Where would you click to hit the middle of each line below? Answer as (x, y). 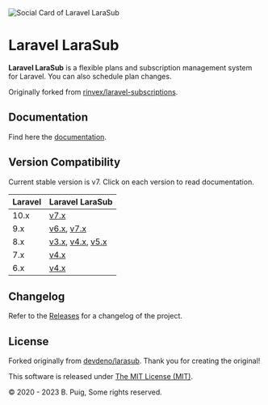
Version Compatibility (65, 162)
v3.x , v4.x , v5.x (78, 242)
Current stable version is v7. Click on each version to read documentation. (131, 182)
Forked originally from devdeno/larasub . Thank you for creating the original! (134, 361)
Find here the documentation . (58, 137)
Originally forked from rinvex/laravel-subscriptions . (93, 91)
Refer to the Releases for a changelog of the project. (96, 316)
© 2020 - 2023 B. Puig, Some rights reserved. (86, 392)
